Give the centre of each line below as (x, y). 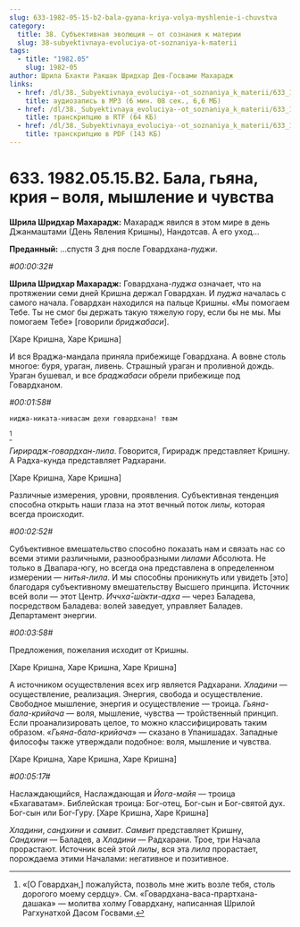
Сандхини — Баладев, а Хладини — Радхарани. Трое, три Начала (135, 839)
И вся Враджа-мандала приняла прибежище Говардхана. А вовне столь (148, 356)
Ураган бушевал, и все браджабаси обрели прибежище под (125, 375)
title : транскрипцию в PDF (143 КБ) (94, 134)
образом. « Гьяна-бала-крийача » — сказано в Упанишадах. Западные (144, 732)
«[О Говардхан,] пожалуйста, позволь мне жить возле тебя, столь (149, 884)
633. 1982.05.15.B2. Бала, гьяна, (134, 179)
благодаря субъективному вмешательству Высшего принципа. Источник (150, 586)
